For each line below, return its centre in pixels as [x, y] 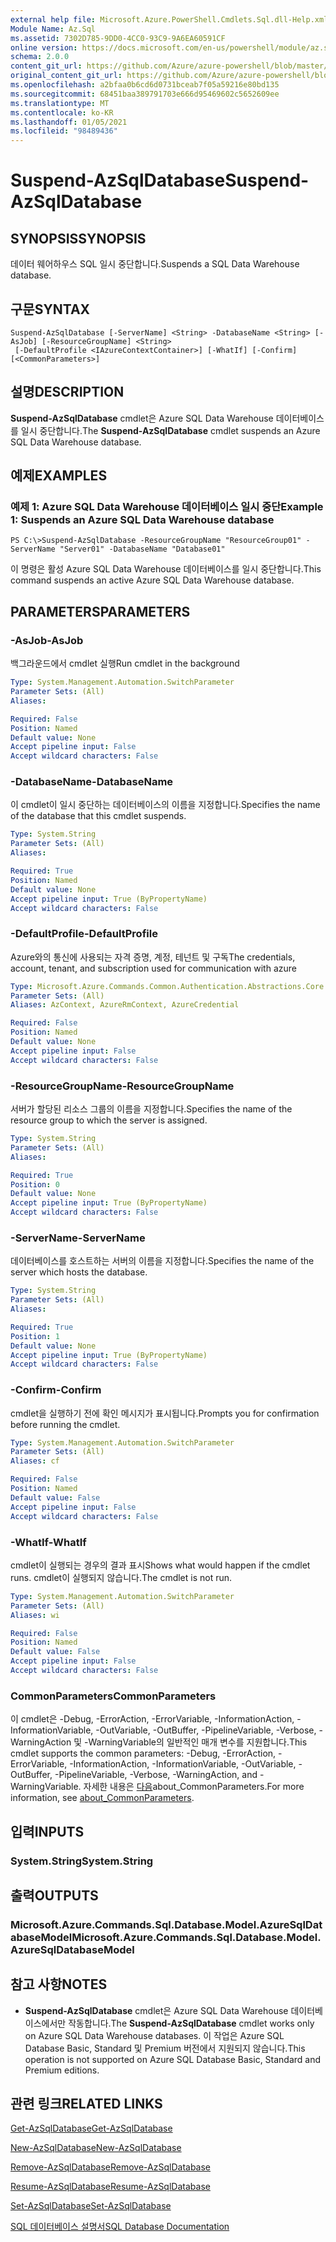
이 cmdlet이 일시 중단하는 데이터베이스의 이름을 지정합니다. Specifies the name [165, 805]
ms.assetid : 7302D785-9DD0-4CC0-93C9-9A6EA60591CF [118, 38]
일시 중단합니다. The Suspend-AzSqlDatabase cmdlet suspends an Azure [170, 430]
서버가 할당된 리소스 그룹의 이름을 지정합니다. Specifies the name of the [151, 1109]
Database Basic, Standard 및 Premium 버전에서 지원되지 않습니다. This [165, 2048]
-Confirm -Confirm [56, 1390]
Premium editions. [62, 2070]
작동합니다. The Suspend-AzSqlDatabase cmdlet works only [191, 2023]
